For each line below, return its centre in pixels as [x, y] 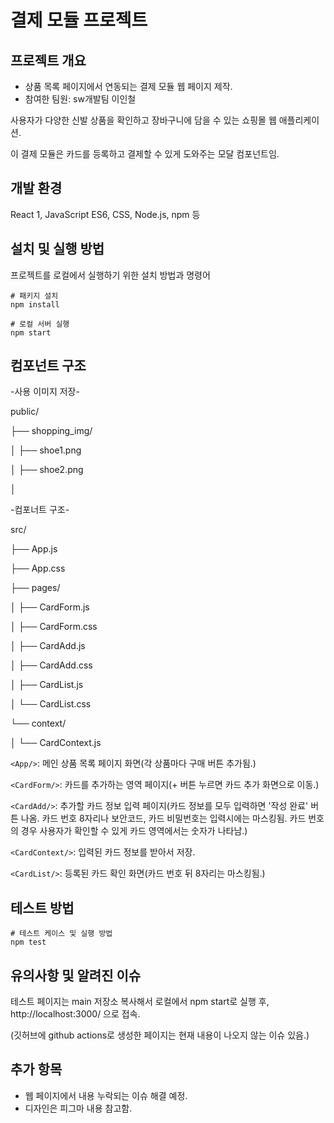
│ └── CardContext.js [56, 743]
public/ [25, 412]
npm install [35, 304]
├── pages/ [35, 588]
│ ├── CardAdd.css [51, 665]
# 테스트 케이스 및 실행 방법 [61, 934]
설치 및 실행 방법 [57, 249]
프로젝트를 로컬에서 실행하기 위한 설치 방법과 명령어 [110, 275]
